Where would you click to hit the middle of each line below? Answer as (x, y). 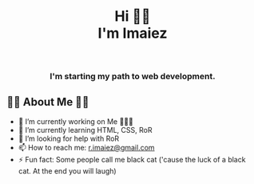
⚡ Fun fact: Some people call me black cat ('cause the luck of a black (132, 159)
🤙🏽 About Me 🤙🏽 (48, 102)
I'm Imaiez (133, 33)
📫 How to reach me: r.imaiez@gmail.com (87, 147)
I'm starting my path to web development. (133, 76)
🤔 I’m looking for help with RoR (69, 138)
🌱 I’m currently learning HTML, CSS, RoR (85, 130)
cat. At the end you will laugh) (67, 170)
